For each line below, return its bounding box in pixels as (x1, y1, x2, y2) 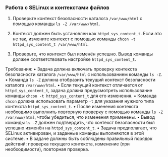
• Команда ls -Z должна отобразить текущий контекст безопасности (5, 77, 155, 83)
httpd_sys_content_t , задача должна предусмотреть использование (5, 88, 152, 94)
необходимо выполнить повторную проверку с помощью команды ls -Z (5, 109, 163, 115)
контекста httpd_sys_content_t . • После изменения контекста (5, 104, 139, 110)
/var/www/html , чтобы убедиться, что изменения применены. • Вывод (5, 114, 155, 120)
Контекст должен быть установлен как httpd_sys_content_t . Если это (12, 31, 162, 37)
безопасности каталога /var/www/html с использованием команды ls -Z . (5, 71, 162, 77)
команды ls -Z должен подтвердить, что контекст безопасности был (5, 120, 155, 126)
